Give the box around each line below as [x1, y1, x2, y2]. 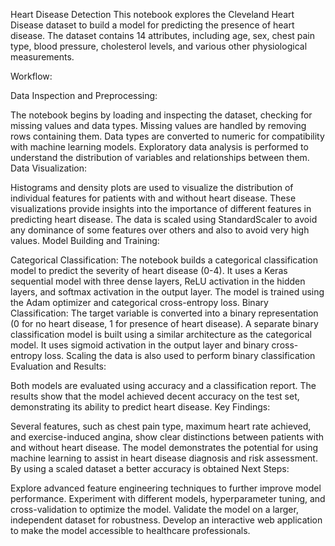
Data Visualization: [10, 162, 88, 174]
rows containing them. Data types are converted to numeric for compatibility [10, 130, 325, 142]
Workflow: [10, 70, 53, 82]
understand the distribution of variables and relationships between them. [10, 152, 310, 163]
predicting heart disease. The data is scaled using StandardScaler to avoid [10, 214, 318, 225]
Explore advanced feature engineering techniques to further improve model [10, 482, 322, 494]
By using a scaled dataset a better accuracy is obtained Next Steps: [10, 463, 290, 474]
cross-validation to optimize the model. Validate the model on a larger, [10, 504, 299, 515]
